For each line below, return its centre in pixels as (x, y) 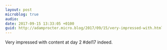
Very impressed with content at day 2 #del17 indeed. (59, 42)
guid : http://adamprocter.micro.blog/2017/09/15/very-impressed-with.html (84, 28)
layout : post (19, 10)
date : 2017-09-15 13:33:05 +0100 (40, 24)
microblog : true (22, 14)
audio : (12, 19)
